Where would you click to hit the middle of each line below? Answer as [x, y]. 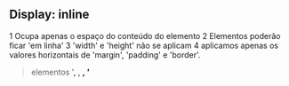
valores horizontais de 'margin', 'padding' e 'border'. [105, 55]
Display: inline [49, 15]
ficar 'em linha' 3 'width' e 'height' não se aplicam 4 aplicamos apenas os [144, 45]
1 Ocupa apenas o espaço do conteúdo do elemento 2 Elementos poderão [145, 35]
